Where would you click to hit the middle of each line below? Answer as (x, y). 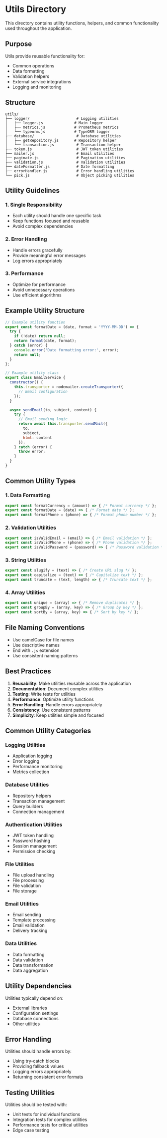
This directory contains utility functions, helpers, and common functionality (82, 23)
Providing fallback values (38, 1066)
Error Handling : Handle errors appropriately (57, 704)
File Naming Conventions (45, 628)
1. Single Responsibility (34, 205)
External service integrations (42, 81)
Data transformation (33, 965)
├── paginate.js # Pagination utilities (65, 158)
